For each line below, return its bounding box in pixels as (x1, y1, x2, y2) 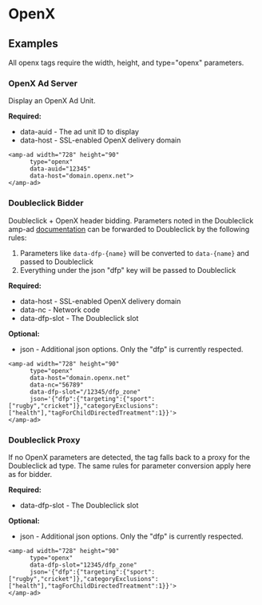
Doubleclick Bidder (8, 198, 84, 209)
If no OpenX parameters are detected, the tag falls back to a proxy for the (8, 452, 250, 462)
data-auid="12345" (29, 165, 91, 173)
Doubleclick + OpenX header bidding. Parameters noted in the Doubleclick (8, 215, 254, 225)
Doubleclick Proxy (8, 434, 81, 445)
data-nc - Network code (19, 305, 101, 315)
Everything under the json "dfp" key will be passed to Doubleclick (19, 265, 236, 274)
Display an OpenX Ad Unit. (8, 96, 96, 106)
